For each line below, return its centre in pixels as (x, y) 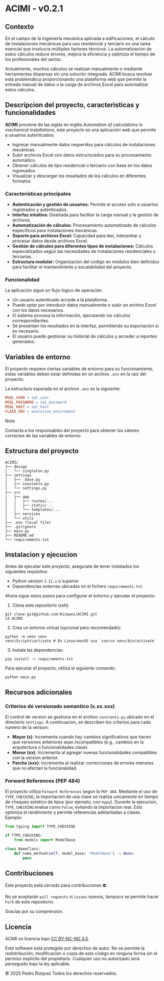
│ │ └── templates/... (33, 509)
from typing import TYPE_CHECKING (40, 827)
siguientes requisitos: (26, 572)
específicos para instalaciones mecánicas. (55, 231)
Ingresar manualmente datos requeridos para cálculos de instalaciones (84, 144)
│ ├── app (17, 497)
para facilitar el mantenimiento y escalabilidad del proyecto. (72, 267)
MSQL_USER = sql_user (27, 398)
